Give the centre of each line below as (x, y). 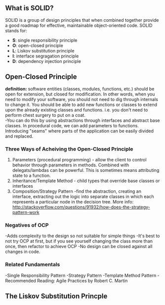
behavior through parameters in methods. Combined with (71, 165)
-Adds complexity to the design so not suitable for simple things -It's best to (82, 236)
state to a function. (31, 175)
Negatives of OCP (27, 225)
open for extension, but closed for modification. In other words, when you (80, 94)
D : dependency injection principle (47, 61)
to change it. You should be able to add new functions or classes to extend (81, 104)
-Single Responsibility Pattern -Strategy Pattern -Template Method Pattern (81, 275)
